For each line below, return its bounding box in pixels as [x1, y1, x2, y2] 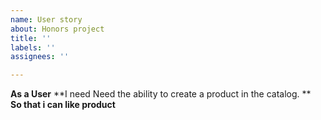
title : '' [10, 33, 52, 43]
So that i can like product [10, 99, 116, 111]
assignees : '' [10, 52, 70, 62]
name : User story [10, 14, 83, 25]
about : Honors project [10, 24, 105, 34]
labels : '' [10, 42, 56, 53]
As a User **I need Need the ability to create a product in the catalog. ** [10, 88, 312, 100]
